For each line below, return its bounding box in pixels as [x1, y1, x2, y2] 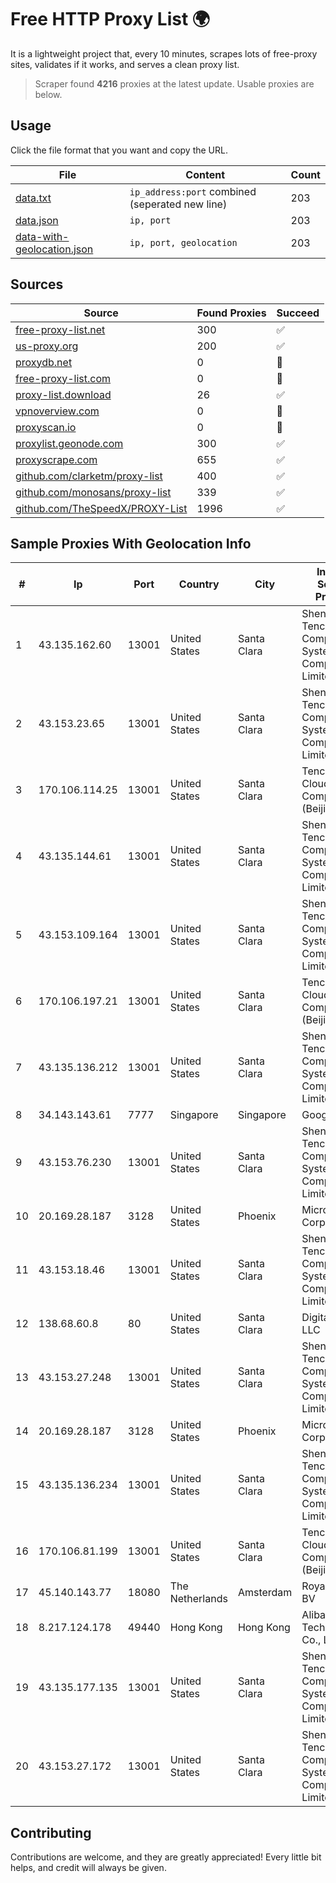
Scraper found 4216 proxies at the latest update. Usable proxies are [34, 77, 315, 90]
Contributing [10, 1824, 92, 1841]
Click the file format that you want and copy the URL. [10, 144, 228, 156]
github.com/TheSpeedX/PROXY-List [15, 501, 188, 515]
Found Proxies [196, 306, 267, 320]
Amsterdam [237, 1586, 293, 1600]
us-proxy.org [15, 339, 79, 353]
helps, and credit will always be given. [10, 1862, 167, 1874]
